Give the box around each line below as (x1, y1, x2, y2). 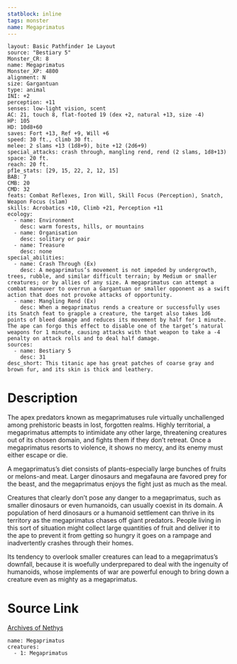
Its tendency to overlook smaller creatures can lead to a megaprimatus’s (7, 553, 219, 561)
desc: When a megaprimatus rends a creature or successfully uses (20, 304, 221, 311)
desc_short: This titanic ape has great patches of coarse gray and (7, 360, 214, 367)
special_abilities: (7, 254, 65, 261)
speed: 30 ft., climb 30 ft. (7, 136, 94, 143)
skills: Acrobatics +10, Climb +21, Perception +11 (7, 205, 163, 212)
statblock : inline (7, 10, 62, 18)
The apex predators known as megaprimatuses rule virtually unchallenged (7, 413, 225, 422)
